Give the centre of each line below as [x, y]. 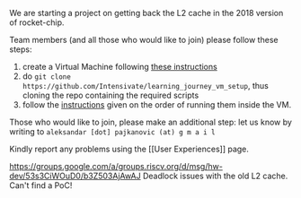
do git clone [47, 76]
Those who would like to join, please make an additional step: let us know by [150, 122]
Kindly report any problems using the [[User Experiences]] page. [129, 149]
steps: [21, 49]
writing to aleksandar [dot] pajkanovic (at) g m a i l [112, 132]
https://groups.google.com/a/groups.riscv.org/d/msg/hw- [116, 166]
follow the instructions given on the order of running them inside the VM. [157, 105]
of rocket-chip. [37, 22]
